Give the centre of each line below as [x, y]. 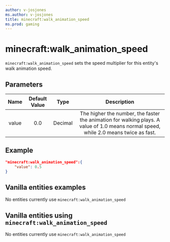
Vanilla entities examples [46, 187]
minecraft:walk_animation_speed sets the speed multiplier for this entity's [82, 63]
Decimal [63, 123]
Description [120, 102]
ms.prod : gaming [22, 24]
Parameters [24, 84]
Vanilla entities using [39, 215]
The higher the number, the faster [120, 113]
